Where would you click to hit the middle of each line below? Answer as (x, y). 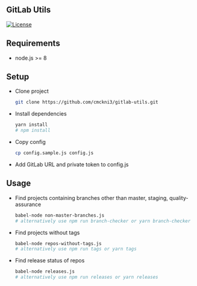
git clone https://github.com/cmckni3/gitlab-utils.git (86, 102)
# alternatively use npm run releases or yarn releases (86, 277)
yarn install (31, 125)
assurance (28, 204)
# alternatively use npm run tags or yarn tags (76, 249)
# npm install (33, 131)
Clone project (32, 91)
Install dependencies (41, 114)
